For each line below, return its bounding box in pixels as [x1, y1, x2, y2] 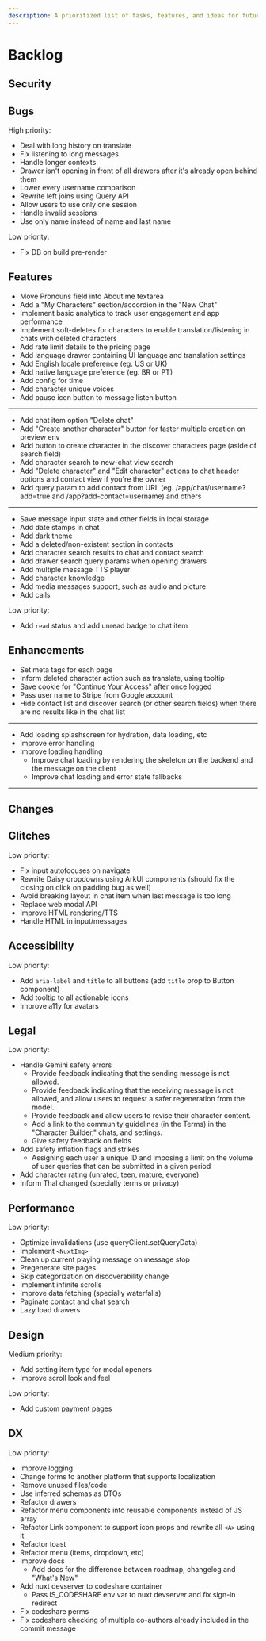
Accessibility [8, 940, 74, 953]
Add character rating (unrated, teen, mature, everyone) [19, 1170, 199, 1179]
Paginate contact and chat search [19, 1297, 131, 1306]
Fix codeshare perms [19, 1606, 89, 1616]
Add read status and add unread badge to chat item [19, 621, 188, 630]
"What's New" [31, 1573, 78, 1582]
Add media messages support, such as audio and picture [19, 581, 207, 591]
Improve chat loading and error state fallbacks [31, 771, 182, 782]
